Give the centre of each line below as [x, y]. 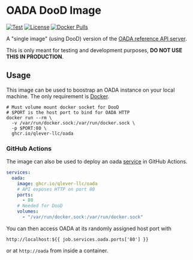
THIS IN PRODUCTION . [35, 56]
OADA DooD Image [54, 10]
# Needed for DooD [40, 206]
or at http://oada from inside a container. [57, 250]
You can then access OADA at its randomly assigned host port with [89, 228]
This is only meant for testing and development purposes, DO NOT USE [94, 50]
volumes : [28, 211]
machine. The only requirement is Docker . [58, 96]
